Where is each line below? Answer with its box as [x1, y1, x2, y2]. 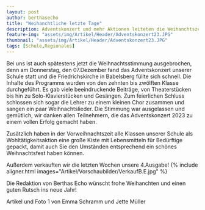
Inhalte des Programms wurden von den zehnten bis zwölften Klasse [6, 79, 179, 86]
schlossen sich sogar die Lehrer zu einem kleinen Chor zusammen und [6, 98, 185, 106]
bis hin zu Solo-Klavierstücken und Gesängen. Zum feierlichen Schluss [6, 92, 185, 100]
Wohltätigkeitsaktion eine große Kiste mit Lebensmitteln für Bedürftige [6, 136, 183, 143]
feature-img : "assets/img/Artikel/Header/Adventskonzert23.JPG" [6, 32, 173, 38]
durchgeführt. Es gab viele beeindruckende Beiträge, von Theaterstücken [6, 85, 192, 93]
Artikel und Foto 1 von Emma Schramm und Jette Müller [6, 198, 146, 205]
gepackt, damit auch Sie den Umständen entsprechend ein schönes [6, 143, 177, 150]
